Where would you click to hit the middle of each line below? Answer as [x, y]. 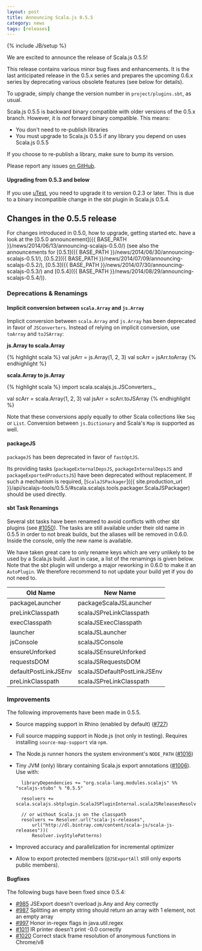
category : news [26, 23]
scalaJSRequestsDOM [109, 662]
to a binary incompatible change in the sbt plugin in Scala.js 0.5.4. [88, 199]
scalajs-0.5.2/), [26, 265]
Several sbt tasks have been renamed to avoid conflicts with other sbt [93, 521]
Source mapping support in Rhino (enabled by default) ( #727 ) [92, 724]
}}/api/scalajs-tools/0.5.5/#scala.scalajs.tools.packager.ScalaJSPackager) [99, 488]
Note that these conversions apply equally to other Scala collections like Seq [101, 417]
